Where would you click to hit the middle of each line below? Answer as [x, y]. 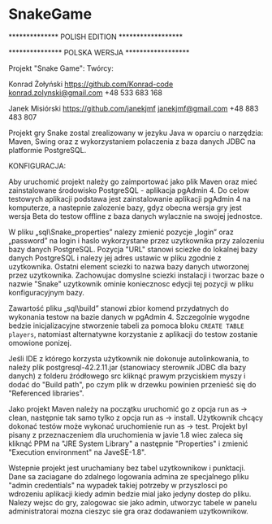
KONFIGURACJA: [37, 166]
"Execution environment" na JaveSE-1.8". [77, 452]
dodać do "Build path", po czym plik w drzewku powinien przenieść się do [132, 384]
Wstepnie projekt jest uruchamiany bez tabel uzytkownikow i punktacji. [127, 468]
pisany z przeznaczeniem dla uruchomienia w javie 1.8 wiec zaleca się [126, 434]
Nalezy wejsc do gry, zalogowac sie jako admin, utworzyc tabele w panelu [133, 502]
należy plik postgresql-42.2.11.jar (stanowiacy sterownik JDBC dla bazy [127, 367]
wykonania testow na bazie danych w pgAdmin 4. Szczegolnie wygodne [129, 317]
